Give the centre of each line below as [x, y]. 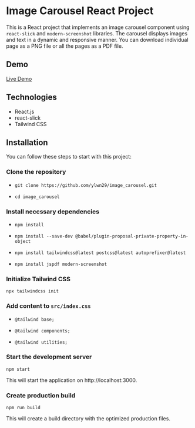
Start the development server [49, 357]
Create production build [41, 395]
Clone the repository [36, 172]
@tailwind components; [42, 331]
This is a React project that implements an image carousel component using [98, 27]
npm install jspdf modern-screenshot [61, 264]
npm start [18, 369]
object [23, 241]
